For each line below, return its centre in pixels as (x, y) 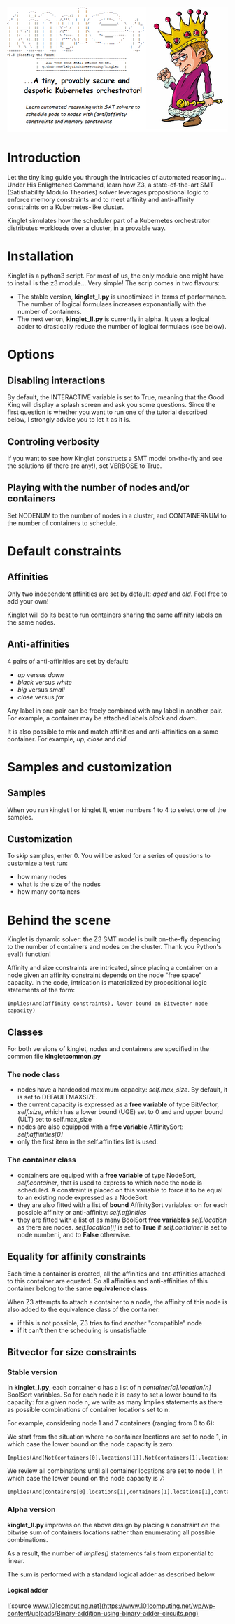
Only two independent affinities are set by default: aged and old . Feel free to (117, 594)
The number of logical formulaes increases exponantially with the (112, 304)
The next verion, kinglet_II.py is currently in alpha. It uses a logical (113, 319)
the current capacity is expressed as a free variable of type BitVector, (118, 1104)
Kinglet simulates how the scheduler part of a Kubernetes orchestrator (109, 221)
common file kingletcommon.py (54, 1057)
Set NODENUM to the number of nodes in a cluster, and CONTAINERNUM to (117, 515)
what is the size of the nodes (59, 884)
